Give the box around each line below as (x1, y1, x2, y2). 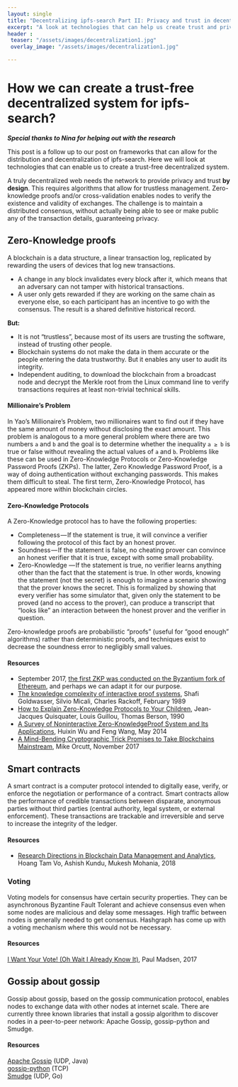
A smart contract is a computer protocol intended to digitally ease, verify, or (7, 782, 229, 790)
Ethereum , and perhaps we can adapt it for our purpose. (17, 682, 182, 690)
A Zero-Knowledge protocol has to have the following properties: (7, 517, 197, 526)
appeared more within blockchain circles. (7, 485, 127, 493)
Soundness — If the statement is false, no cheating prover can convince (17, 546, 226, 554)
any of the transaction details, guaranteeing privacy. (7, 214, 159, 222)
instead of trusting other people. (17, 340, 112, 348)
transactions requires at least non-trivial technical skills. (17, 385, 181, 394)
